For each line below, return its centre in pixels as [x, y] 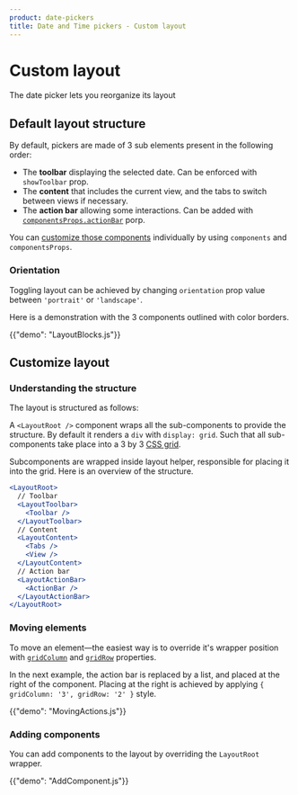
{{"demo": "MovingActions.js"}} [68, 710]
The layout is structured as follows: [74, 408]
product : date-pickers [52, 18]
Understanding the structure [73, 388]
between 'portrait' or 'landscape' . [76, 299]
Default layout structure [78, 124]
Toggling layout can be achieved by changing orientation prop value [137, 290]
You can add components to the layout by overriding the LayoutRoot [135, 754]
